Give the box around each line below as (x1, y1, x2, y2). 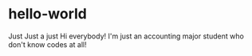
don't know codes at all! (8, 39, 87, 49)
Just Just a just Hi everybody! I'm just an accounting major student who (8, 31, 245, 41)
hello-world (8, 5, 88, 23)
